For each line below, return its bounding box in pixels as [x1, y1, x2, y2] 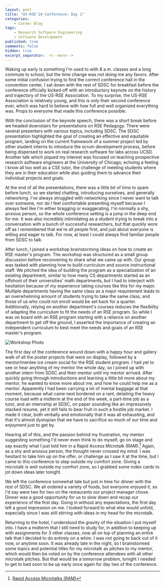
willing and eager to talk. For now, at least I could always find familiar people [5, 232, 160, 237]
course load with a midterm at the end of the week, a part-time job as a [5, 396, 149, 402]
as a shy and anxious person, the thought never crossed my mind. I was [5, 448, 151, 454]
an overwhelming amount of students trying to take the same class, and [5, 293, 150, 299]
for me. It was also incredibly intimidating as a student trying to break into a [5, 216, 158, 222]
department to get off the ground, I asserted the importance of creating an [5, 320, 156, 325]
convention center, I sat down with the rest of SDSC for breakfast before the [5, 82, 159, 88]
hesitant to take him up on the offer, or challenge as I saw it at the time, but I [5, 453, 159, 460]
